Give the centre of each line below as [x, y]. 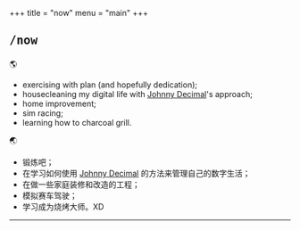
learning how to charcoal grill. [77, 123]
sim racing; [43, 113]
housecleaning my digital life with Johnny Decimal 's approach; [137, 94]
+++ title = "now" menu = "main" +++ [79, 13]
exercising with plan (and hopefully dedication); [110, 85]
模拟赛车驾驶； [50, 196]
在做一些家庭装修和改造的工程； [81, 185]
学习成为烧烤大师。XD [63, 207]
